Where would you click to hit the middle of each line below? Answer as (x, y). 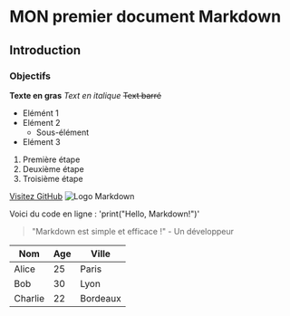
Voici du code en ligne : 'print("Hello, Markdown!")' (105, 214)
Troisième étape (53, 178)
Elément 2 (41, 122)
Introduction (45, 50)
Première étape (51, 159)
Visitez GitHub (36, 196)
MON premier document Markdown (145, 17)
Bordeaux (101, 298)
